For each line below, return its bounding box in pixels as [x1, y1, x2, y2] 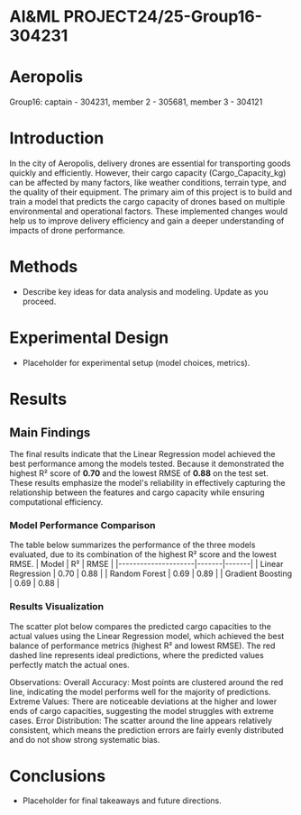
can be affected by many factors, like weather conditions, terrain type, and [9, 178, 287, 188]
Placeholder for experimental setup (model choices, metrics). [22, 357, 251, 368]
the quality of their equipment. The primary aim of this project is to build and [9, 187, 293, 197]
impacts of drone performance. [9, 225, 126, 236]
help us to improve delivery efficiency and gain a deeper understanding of [9, 215, 285, 226]
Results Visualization [9, 600, 105, 613]
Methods [9, 257, 78, 277]
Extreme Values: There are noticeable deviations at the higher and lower [9, 696, 278, 707]
